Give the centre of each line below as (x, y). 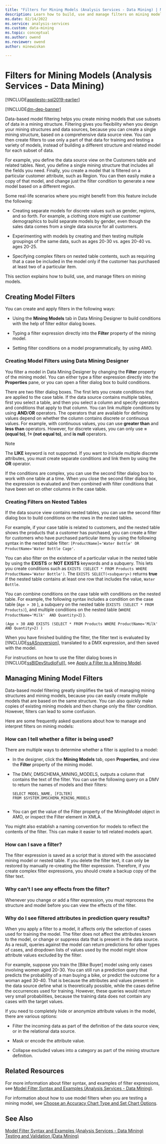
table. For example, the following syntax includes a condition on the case (79, 599)
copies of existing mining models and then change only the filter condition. (81, 706)
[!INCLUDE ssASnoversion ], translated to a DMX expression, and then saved (82, 643)
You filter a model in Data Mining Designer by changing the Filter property (81, 372)
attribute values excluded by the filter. (44, 955)
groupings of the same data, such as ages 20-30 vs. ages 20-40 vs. (82, 241)
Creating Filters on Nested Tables (46, 502)
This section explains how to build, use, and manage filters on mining (75, 276)
